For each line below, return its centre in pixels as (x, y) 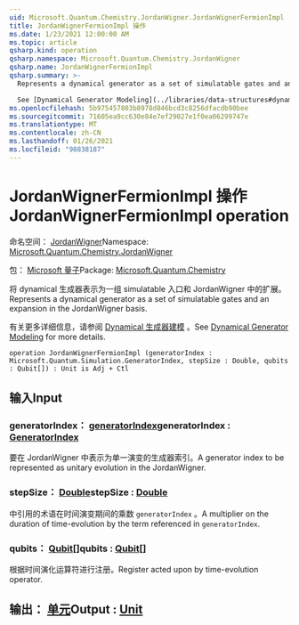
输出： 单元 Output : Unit (76, 609)
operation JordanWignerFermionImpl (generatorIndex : (111, 353)
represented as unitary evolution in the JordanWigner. (108, 467)
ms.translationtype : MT (53, 125)
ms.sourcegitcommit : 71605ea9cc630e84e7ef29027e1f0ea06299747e (129, 117)
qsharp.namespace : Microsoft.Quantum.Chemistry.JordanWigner (125, 59)
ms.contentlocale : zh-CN (55, 133)
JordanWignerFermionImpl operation (149, 215)
